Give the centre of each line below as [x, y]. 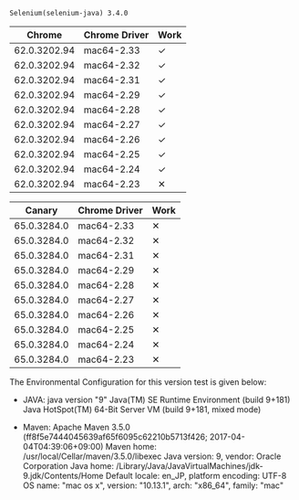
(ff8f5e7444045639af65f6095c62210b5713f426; [115, 437]
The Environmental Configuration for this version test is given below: [138, 382]
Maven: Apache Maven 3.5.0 [76, 427]
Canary [41, 210]
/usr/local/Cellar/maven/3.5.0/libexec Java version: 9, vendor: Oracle [152, 456]
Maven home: [131, 447]
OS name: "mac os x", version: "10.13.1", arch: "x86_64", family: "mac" [153, 485]
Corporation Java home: [68, 466]
